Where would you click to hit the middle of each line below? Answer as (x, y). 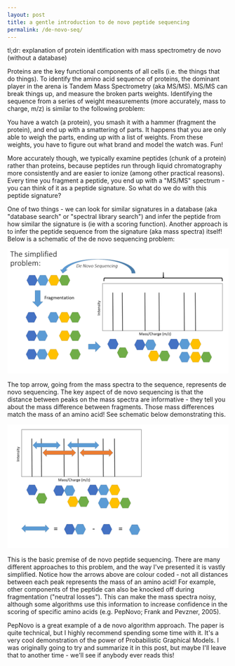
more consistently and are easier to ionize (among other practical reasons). (116, 173)
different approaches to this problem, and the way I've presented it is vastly (116, 567)
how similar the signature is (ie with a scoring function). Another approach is (117, 224)
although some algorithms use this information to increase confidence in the (117, 604)
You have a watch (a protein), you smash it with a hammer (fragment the (112, 122)
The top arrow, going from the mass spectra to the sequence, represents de (117, 384)
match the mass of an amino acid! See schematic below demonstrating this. (117, 414)
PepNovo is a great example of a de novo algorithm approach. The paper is (116, 625)
